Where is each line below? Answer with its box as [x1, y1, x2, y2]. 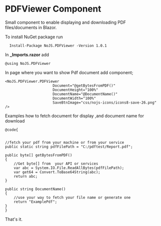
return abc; [14, 174, 38, 179]
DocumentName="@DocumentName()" [52, 91, 118, 96]
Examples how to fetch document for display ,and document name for [5, 113, 144, 119]
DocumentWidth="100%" [52, 96, 96, 101]
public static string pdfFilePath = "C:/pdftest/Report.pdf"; [5, 144, 133, 149]
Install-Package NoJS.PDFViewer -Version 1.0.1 [9, 43, 107, 48]
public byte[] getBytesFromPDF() [5, 152, 73, 158]
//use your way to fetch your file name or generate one [14, 195, 131, 200]
